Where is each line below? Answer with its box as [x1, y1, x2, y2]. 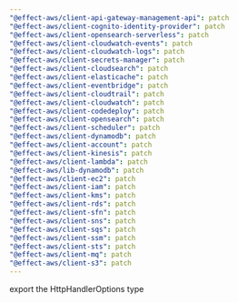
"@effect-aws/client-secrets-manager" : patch [9, 56, 184, 65]
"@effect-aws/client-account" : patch [9, 140, 153, 149]
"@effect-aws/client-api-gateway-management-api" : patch [9, 13, 230, 23]
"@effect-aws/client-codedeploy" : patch [9, 106, 165, 116]
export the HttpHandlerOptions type [9, 284, 144, 294]
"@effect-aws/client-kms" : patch [9, 191, 136, 200]
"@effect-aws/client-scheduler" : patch [9, 124, 161, 133]
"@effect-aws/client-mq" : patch [9, 250, 132, 259]
